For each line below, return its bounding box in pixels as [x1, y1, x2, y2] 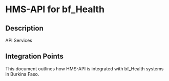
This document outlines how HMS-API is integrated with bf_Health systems [5, 65, 164, 72]
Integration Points [5, 52, 64, 61]
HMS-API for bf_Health [5, 4, 105, 15]
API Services [5, 37, 32, 43]
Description [5, 24, 44, 33]
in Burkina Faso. [5, 71, 39, 77]
